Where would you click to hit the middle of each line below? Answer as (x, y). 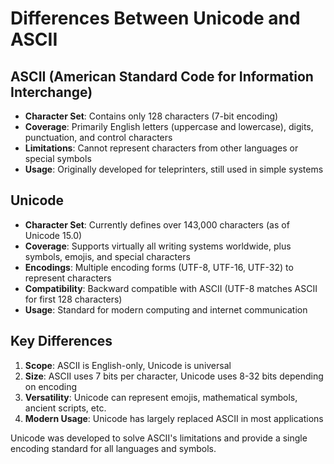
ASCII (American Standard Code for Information (162, 76)
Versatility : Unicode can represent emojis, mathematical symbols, (161, 397)
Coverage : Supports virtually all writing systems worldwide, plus (158, 246)
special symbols (58, 158)
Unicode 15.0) (53, 235)
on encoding (51, 386)
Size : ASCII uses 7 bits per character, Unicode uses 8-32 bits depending (174, 376)
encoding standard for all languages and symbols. (113, 448)
